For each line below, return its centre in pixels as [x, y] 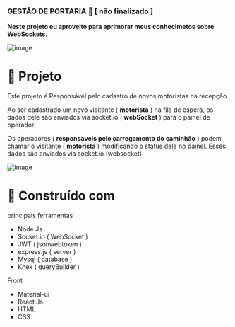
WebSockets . [28, 34]
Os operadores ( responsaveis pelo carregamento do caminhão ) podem [115, 139]
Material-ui [34, 294]
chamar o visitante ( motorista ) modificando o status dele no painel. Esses [116, 146]
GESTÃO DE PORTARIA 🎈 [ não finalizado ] [80, 11]
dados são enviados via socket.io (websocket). [76, 154]
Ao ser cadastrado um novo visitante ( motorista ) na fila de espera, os [110, 110]
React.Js [30, 302]
